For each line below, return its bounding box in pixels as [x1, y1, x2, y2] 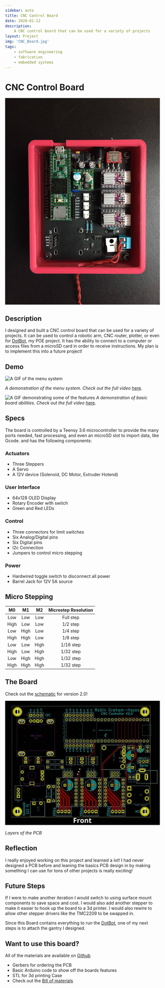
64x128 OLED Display [12, 495, 56, 501]
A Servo [12, 466, 29, 472]
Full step [62, 614, 80, 620]
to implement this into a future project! [5, 348, 82, 354]
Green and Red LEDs [12, 506, 55, 511]
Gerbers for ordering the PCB [12, 962, 72, 968]
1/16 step [60, 642, 81, 648]
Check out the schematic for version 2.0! [5, 691, 88, 697]
